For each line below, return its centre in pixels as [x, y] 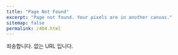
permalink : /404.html [34, 28]
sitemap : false [26, 23]
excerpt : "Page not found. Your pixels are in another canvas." [89, 17]
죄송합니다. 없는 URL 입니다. [40, 46]
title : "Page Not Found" [38, 12]
